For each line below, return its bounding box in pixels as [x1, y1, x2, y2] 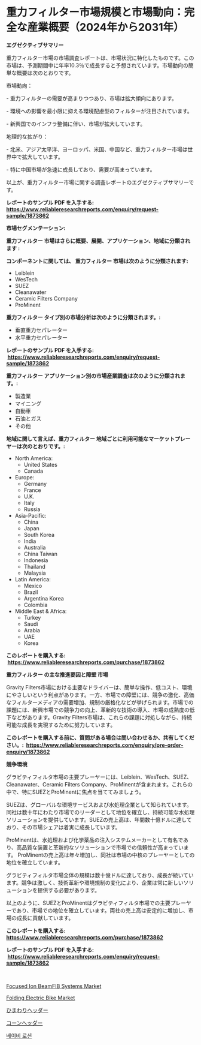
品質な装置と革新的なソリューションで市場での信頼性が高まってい [22, 843, 184, 851]
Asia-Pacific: [14, 512, 47, 519]
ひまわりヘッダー [6, 1006, 48, 1014]
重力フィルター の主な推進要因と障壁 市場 [6, 671, 109, 678]
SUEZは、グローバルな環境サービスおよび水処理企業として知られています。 [6, 801, 193, 808]
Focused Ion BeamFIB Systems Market [6, 982, 102, 990]
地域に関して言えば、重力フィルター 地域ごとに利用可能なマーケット [6, 435, 175, 442]
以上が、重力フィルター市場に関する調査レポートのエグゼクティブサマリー [6, 178, 189, 186]
